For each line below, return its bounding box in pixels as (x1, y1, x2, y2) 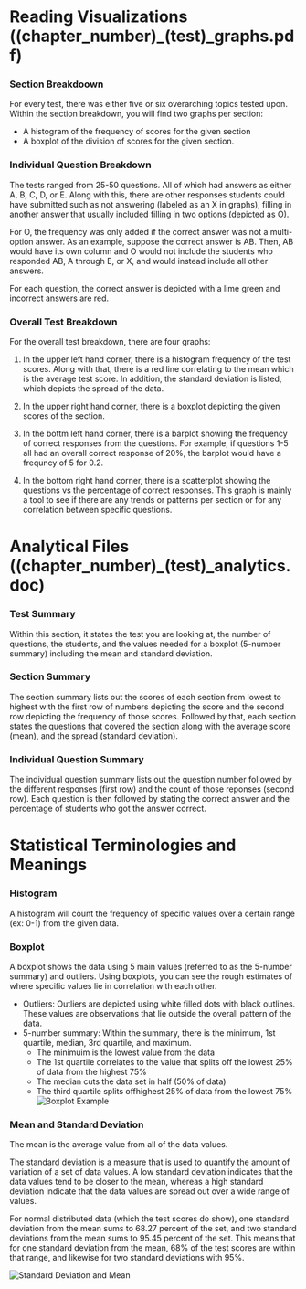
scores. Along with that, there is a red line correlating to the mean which (22, 364, 294, 375)
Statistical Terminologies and (9, 835, 237, 856)
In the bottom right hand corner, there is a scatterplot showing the (22, 475, 271, 486)
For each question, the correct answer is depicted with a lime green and (9, 282, 280, 293)
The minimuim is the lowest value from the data (36, 1047, 216, 1058)
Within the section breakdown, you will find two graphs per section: (9, 108, 263, 120)
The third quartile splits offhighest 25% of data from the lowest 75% (36, 1085, 293, 1096)
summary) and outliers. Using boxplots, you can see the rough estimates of (9, 971, 293, 982)
